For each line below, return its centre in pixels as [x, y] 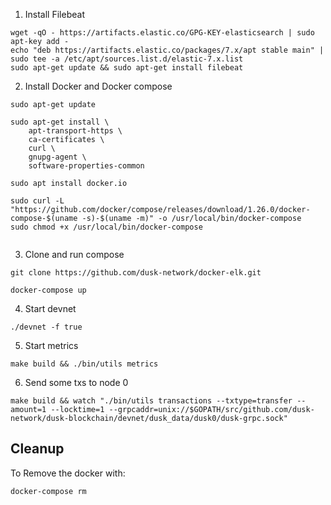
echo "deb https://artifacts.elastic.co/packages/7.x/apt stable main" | [167, 50]
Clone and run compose [74, 254]
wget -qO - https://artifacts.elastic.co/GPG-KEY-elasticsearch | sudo [162, 33]
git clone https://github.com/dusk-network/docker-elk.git [136, 273]
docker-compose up [48, 290]
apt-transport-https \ [75, 131]
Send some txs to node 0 [76, 382]
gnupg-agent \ [57, 157]
